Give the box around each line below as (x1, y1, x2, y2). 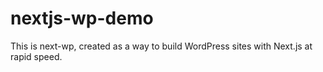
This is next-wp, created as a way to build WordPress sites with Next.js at (10, 40, 313, 52)
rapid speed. (10, 50, 63, 62)
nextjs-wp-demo (10, 7, 154, 30)
